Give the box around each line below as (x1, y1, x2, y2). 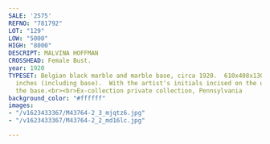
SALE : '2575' (8, 11, 52, 20)
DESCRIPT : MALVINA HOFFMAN (8, 49, 99, 57)
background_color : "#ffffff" (8, 94, 106, 102)
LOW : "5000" (8, 34, 48, 43)
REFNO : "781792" (8, 19, 63, 27)
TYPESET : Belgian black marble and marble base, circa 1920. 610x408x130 (8, 72, 264, 80)
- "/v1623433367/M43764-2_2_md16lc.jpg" (8, 117, 146, 125)
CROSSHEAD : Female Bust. (8, 57, 92, 65)
